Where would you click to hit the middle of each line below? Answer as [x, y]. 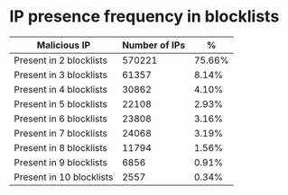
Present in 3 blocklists [61, 75]
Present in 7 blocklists [61, 133]
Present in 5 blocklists [61, 103]
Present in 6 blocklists [61, 119]
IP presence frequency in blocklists [144, 17]
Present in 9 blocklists [61, 162]
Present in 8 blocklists [61, 147]
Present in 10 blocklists [64, 177]
